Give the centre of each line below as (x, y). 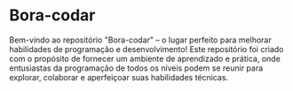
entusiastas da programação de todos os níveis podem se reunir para (136, 68)
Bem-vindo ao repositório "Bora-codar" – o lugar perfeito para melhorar (141, 40)
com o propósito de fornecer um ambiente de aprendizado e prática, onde (145, 58)
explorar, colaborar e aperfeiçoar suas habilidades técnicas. (119, 77)
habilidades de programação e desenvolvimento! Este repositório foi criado (146, 49)
